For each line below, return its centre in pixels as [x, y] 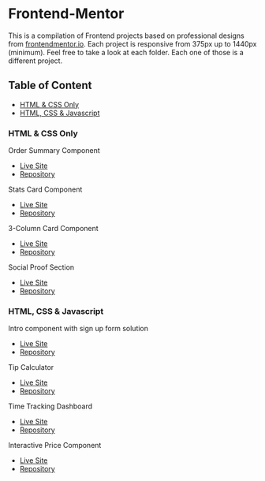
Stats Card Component [45, 189]
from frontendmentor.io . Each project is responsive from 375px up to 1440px [132, 43]
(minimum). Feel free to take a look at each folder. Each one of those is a [126, 52]
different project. [35, 61]
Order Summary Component [54, 151]
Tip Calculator [31, 367]
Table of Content [50, 86]
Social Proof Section [41, 267]
